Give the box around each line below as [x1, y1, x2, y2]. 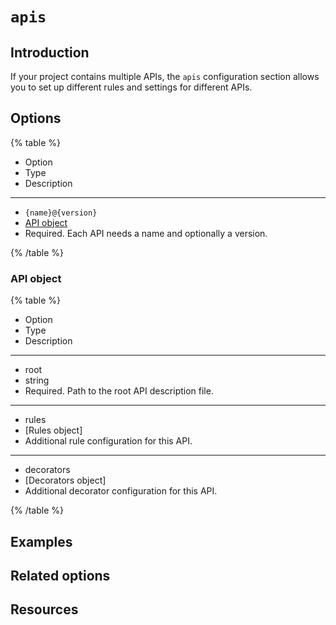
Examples [10, 533, 73, 550]
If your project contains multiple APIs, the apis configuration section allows [10, 71, 320, 82]
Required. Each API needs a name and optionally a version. [24, 227, 268, 239]
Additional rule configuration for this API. [24, 435, 193, 447]
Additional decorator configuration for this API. [24, 485, 218, 497]
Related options [10, 567, 111, 584]
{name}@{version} [24, 208, 98, 218]
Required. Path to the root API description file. [24, 385, 214, 397]
